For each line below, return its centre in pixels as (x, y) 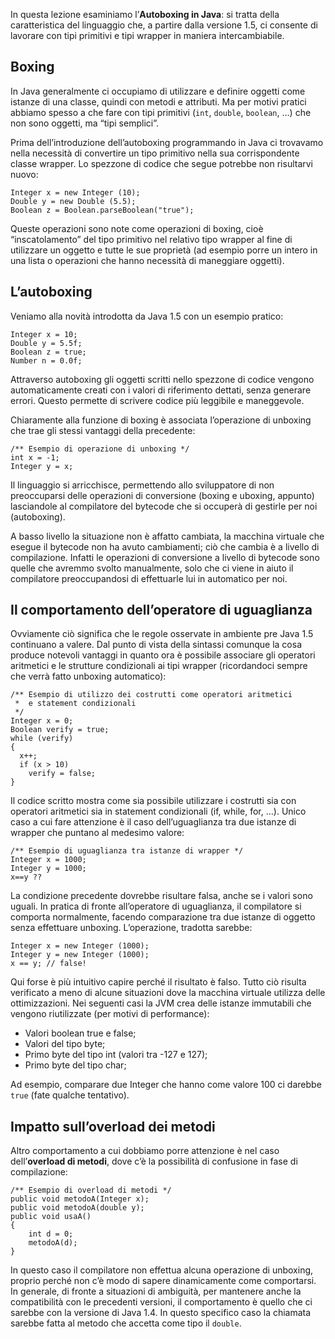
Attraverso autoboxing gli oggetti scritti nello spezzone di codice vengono (162, 379)
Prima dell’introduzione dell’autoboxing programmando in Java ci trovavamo (167, 142)
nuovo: (24, 174)
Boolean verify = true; (60, 730)
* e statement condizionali (75, 704)
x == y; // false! (48, 964)
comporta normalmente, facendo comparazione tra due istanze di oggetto (163, 917)
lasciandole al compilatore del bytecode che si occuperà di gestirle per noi (164, 506)
